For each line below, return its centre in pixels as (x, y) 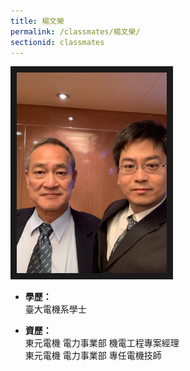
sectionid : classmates (57, 42)
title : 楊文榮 (37, 21)
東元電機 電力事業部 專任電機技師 (93, 355)
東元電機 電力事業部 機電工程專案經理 (102, 342)
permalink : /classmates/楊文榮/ (75, 31)
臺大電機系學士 (55, 309)
